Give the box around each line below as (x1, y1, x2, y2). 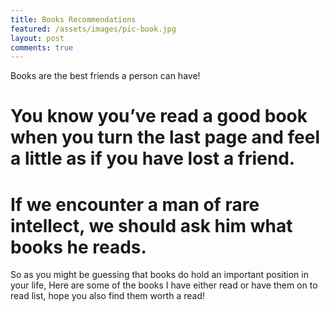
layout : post (10, 33, 65, 43)
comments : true (10, 42, 74, 53)
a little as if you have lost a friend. (10, 147, 296, 170)
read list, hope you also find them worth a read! (10, 290, 206, 302)
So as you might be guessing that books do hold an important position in (10, 269, 309, 281)
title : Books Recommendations (10, 14, 137, 25)
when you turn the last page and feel (10, 126, 321, 149)
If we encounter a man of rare (10, 193, 260, 216)
